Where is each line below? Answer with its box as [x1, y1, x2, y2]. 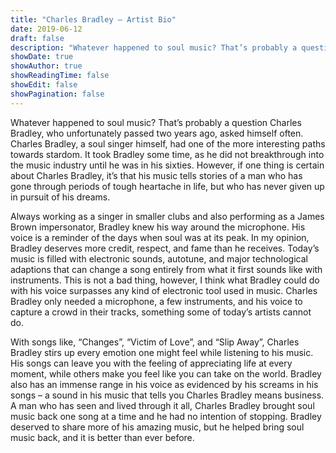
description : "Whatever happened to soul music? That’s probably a [10, 42, 298, 53]
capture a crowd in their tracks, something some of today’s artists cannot [10, 306, 312, 318]
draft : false [10, 33, 65, 43]
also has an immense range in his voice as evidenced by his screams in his [10, 378, 319, 390]
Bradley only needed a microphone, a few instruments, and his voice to [10, 295, 303, 307]
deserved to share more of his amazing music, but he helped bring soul [10, 421, 305, 433]
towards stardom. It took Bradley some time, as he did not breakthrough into [10, 148, 325, 160]
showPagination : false [10, 89, 105, 99]
